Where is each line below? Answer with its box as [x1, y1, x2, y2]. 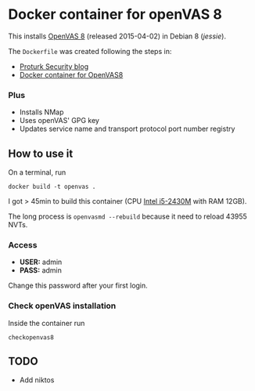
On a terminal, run [8, 168, 66, 177]
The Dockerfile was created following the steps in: [8, 46, 172, 56]
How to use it [8, 147, 74, 160]
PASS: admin [19, 266, 63, 275]
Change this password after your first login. [8, 281, 149, 291]
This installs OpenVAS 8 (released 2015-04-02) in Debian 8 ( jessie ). [8, 31, 227, 41]
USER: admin [19, 257, 63, 267]
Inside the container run [8, 318, 85, 328]
